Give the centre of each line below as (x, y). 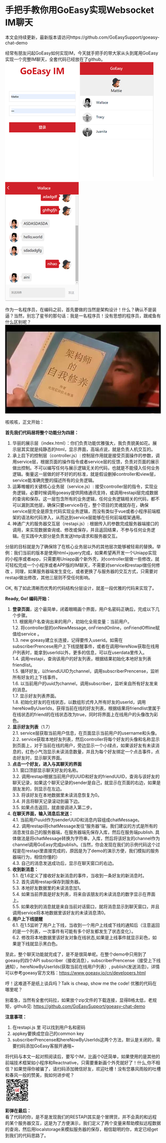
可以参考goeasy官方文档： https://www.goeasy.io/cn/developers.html (76, 973)
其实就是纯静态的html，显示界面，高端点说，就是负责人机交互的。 (88, 450)
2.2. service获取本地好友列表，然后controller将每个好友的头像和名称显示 (86, 740)
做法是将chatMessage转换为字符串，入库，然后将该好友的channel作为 (88, 839)
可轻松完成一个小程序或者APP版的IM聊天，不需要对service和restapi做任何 (81, 565)
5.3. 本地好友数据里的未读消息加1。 (48, 888)
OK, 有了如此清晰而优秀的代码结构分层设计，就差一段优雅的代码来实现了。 (81, 588)
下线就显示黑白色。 (41, 944)
